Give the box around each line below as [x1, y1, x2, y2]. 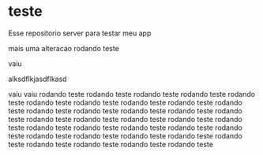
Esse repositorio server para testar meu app [8, 28, 152, 38]
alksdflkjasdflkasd [8, 74, 67, 83]
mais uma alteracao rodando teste [8, 43, 120, 53]
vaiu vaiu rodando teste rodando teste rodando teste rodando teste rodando [8, 89, 255, 98]
